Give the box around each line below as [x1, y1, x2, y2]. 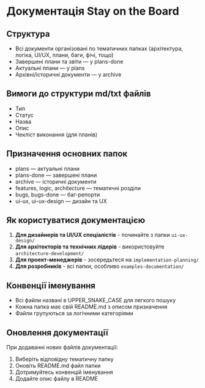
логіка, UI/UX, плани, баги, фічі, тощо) [15, 51, 114, 59]
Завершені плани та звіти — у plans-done [15, 58, 124, 65]
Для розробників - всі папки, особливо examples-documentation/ [15, 263, 184, 270]
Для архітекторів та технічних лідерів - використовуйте [15, 243, 165, 250]
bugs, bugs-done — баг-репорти [15, 191, 100, 198]
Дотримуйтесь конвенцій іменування [15, 368, 113, 376]
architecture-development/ [15, 251, 84, 257]
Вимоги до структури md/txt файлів [6, 89, 151, 99]
